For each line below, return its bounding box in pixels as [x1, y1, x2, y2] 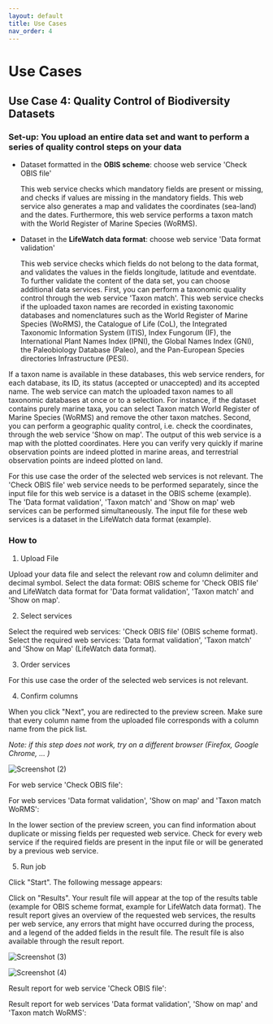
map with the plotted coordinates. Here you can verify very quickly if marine [8, 439, 263, 448]
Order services [19, 659, 71, 669]
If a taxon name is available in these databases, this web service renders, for [8, 369, 266, 379]
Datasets [8, 106, 55, 120]
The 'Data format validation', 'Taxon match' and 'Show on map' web [8, 497, 236, 508]
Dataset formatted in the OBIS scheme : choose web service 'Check [19, 160, 248, 170]
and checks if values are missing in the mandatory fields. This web [19, 192, 244, 203]
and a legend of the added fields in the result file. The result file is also [8, 927, 245, 937]
